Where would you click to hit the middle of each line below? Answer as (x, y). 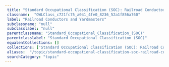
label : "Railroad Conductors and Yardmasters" (57, 19)
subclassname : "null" (30, 24)
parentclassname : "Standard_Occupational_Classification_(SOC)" (76, 33)
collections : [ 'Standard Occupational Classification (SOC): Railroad (82, 47)
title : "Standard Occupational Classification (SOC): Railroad (75, 10)
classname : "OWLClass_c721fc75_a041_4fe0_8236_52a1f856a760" (74, 15)
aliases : (16, 52)
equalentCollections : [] (33, 43)
